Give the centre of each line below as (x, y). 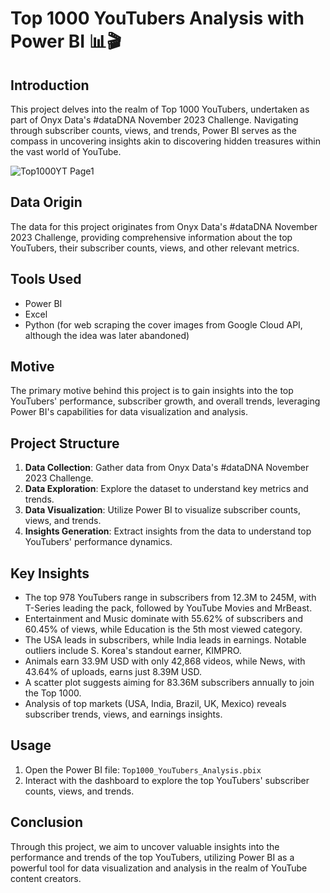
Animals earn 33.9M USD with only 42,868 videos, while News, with (165, 661)
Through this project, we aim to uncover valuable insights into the (145, 846)
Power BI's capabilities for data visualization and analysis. (129, 412)
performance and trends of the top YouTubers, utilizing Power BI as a (152, 857)
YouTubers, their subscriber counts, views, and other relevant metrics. (155, 248)
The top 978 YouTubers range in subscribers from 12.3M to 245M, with (170, 598)
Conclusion (47, 822)
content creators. (46, 878)
